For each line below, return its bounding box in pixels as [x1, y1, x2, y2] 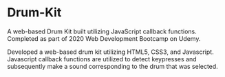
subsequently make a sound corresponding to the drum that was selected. [7, 62, 218, 70]
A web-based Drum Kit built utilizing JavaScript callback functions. [7, 27, 197, 35]
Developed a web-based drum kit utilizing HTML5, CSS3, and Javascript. [7, 48, 215, 56]
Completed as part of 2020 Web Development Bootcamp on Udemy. [7, 34, 201, 42]
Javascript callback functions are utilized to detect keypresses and [7, 55, 197, 63]
